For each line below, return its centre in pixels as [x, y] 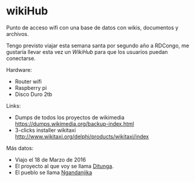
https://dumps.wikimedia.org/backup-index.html [74, 123]
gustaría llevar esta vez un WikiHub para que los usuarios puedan [87, 51]
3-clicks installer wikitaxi [45, 130]
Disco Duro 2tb [33, 94]
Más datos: [20, 148]
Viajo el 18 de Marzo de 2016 [50, 159]
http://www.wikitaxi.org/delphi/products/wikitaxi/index [82, 136]
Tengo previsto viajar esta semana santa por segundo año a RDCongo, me [98, 45]
